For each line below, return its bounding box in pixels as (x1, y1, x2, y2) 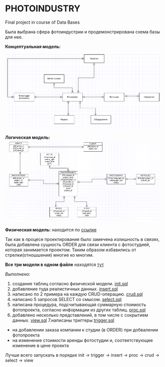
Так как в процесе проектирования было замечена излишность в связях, (5, 236, 160, 242)
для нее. (5, 34, 23, 40)
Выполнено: (5, 271, 31, 277)
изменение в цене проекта (12, 343, 69, 349)
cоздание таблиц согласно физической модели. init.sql (12, 281, 128, 287)
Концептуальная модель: (5, 43, 61, 49)
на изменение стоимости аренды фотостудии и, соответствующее (12, 337, 153, 343)
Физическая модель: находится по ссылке (5, 227, 97, 233)
